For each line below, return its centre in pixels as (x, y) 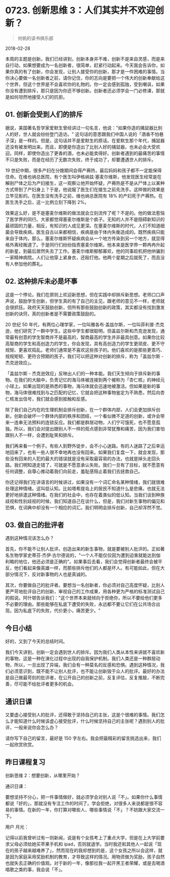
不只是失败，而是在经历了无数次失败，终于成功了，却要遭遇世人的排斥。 (80, 159)
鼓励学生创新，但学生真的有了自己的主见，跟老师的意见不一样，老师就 (92, 301)
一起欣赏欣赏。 (21, 745)
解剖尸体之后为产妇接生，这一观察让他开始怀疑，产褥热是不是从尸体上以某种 (85, 183)
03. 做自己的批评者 (35, 525)
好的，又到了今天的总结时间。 (36, 642)
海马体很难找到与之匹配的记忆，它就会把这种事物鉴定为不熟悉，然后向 (87, 392)
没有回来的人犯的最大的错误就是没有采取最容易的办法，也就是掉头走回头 (85, 459)
